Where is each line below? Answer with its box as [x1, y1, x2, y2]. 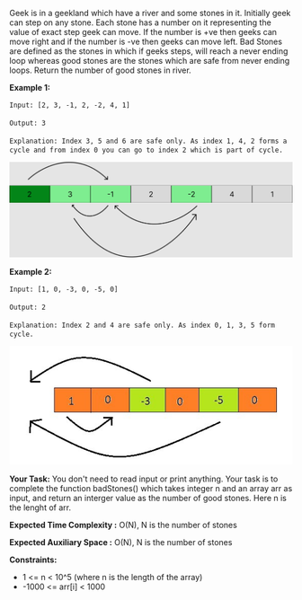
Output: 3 [9, 119, 47, 128]
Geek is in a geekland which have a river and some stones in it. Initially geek [9, 8, 291, 18]
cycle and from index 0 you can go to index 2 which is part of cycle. [9, 146, 283, 154]
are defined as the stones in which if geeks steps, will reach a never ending [9, 46, 289, 57]
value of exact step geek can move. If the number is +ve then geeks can [9, 27, 277, 37]
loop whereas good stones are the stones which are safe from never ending [9, 56, 290, 66]
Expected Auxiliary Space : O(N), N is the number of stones [9, 537, 233, 548]
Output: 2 [9, 303, 47, 312]
